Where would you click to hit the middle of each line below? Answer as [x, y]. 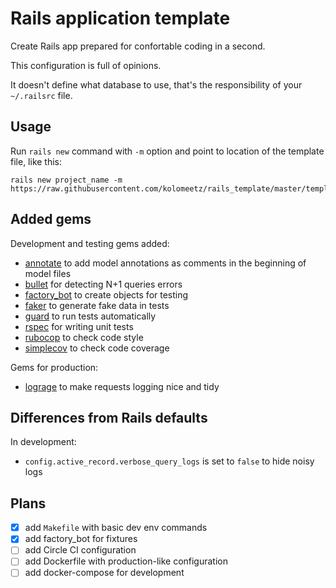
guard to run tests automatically [90, 316]
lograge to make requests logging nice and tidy [122, 386]
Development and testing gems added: [90, 243]
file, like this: [36, 161]
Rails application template [120, 18]
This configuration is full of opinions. [86, 65]
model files [48, 273]
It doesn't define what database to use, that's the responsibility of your [156, 84]
